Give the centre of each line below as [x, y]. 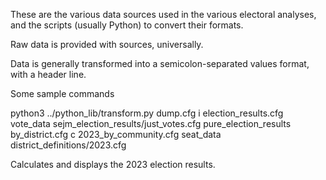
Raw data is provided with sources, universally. [107, 44]
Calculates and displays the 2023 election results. [113, 164]
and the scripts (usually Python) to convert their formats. [127, 25]
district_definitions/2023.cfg [68, 145]
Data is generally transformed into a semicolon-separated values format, [160, 63]
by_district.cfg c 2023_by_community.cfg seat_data [116, 134]
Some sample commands [62, 93]
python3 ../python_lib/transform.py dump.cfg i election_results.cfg [147, 113]
